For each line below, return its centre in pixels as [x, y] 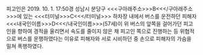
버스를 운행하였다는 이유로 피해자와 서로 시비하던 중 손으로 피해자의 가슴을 [105, 39]
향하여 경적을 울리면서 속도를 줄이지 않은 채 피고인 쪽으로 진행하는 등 [98, 31]
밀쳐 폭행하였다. [25, 46]
